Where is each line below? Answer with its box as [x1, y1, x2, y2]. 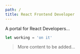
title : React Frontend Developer [5, 12, 75, 17]
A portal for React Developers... [5, 25, 70, 31]
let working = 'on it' [5, 35, 52, 40]
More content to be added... [17, 44, 75, 50]
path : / [5, 7, 21, 12]
